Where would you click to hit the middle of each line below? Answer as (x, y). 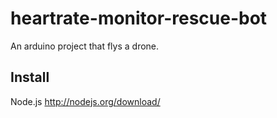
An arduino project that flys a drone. (85, 46)
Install (30, 77)
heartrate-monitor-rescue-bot (139, 18)
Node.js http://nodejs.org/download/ (85, 101)
